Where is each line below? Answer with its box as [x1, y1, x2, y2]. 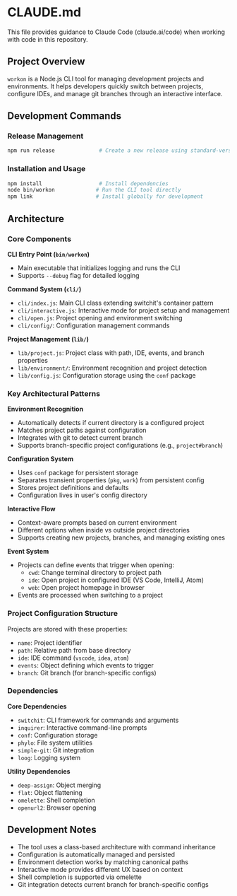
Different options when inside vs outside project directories [17, 526, 190, 535]
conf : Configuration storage [17, 731, 98, 739]
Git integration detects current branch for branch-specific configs [17, 880, 209, 888]
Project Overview [7, 56, 85, 68]
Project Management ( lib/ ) [7, 334, 90, 343]
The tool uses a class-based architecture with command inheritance [17, 842, 217, 851]
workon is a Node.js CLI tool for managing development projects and [7, 74, 205, 83]
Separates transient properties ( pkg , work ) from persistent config [17, 476, 205, 484]
